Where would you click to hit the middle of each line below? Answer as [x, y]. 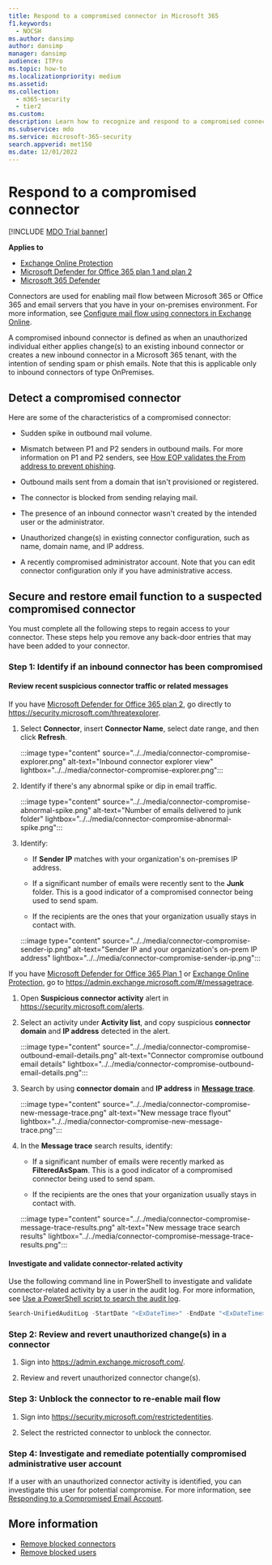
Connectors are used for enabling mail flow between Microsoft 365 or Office [136, 296]
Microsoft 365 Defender [60, 280]
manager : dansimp [38, 54]
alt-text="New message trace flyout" [170, 1113]
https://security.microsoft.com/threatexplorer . [85, 713]
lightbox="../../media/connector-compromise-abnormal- [138, 819]
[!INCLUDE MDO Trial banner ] [58, 231]
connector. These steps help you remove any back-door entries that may [130, 637]
